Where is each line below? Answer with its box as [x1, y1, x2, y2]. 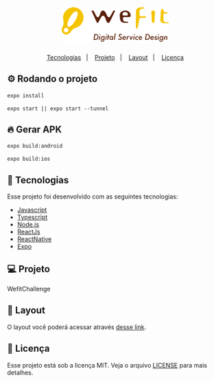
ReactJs [16, 227, 40, 236]
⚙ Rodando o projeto [7, 73, 98, 85]
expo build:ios [7, 155, 51, 163]
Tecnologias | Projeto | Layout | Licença [47, 53, 184, 61]
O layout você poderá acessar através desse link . [7, 323, 147, 331]
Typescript [16, 213, 48, 221]
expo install [7, 92, 45, 99]
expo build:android [7, 143, 63, 150]
